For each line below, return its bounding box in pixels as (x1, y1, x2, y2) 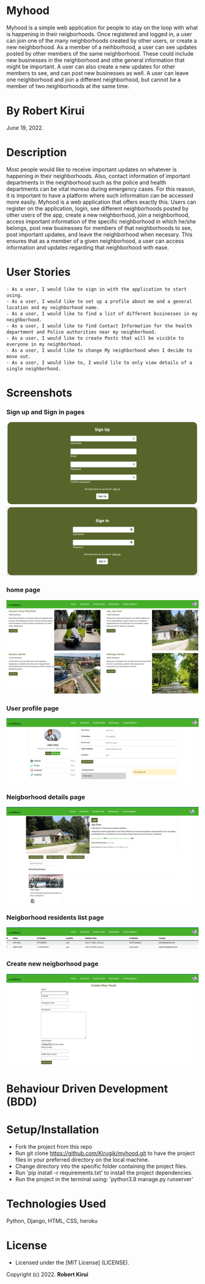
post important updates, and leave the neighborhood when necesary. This (6, 231, 193, 238)
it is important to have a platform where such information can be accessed (6, 191, 193, 199)
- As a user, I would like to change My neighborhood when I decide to (6, 347, 192, 354)
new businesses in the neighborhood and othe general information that (6, 56, 185, 64)
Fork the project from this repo (15, 1143, 93, 1151)
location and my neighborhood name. (6, 304, 99, 311)
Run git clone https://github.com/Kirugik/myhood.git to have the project (15, 1149, 195, 1157)
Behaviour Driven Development (6, 1082, 168, 1096)
